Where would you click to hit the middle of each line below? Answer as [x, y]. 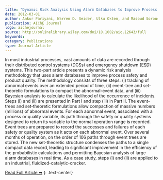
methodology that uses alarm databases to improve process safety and [76, 75]
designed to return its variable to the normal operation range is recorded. [78, 122]
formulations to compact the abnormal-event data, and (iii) [82, 90]
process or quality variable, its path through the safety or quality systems [78, 116]
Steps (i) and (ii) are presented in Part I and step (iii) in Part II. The [71, 101]
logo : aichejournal [25, 28]
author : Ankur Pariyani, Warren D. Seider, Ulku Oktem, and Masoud [75, 18]
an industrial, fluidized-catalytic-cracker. [46, 163]
